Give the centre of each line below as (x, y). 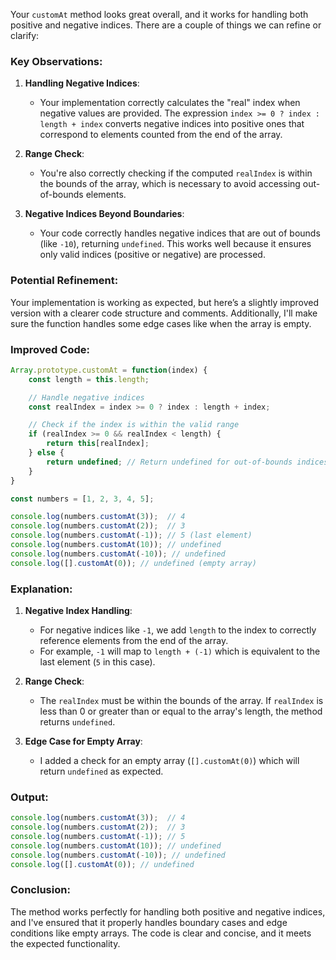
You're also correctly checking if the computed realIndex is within (176, 173)
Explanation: (41, 589)
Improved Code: (50, 349)
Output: (29, 797)
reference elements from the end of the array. (134, 640)
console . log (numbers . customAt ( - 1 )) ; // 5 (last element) (131, 535)
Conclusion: (40, 890)
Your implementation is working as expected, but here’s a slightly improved (165, 302)
